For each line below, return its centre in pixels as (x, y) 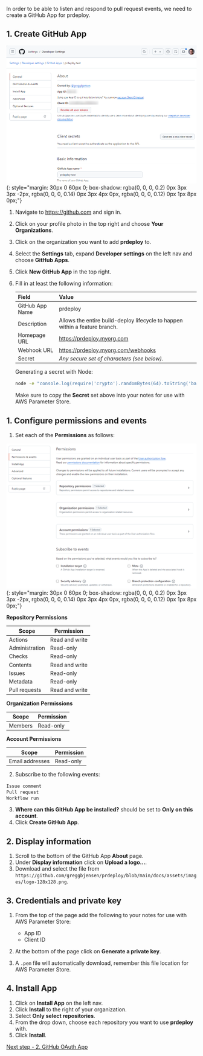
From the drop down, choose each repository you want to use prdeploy (104, 1022)
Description (32, 324)
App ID (33, 933)
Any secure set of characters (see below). (111, 358)
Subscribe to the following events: (57, 775)
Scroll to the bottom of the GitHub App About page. (79, 856)
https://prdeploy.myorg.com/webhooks (107, 350)
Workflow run (23, 798)
